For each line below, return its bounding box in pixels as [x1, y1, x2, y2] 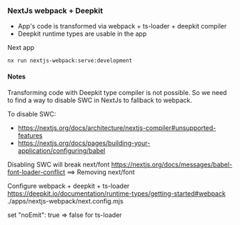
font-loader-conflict [7, 167, 66, 176]
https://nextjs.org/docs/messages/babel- [111, 160, 233, 169]
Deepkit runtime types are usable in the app [17, 29, 147, 38]
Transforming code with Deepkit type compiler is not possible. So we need [7, 88, 227, 96]
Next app [7, 44, 34, 52]
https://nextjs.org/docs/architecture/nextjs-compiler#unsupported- [17, 124, 216, 132]
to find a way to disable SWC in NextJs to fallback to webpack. [7, 96, 193, 104]
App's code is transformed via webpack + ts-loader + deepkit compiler [17, 22, 227, 31]
